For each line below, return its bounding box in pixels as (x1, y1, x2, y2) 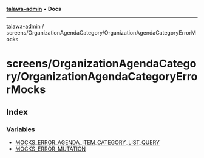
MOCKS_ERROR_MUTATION (15, 145, 86, 153)
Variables (6, 125, 35, 133)
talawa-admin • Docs (6, 5, 62, 12)
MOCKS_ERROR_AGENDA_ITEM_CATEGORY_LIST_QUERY (15, 139, 160, 146)
